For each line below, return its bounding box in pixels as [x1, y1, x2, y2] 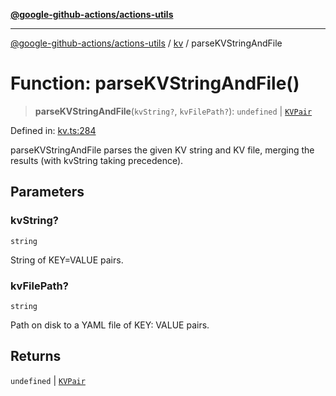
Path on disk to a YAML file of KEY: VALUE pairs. [10, 319, 210, 331]
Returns [10, 348, 62, 365]
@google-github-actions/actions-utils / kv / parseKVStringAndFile [10, 37, 283, 49]
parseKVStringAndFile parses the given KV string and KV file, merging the [10, 144, 315, 156]
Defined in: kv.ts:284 [10, 124, 97, 136]
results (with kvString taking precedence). [10, 154, 184, 166]
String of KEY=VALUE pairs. [10, 254, 124, 266]
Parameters [10, 184, 85, 201]
